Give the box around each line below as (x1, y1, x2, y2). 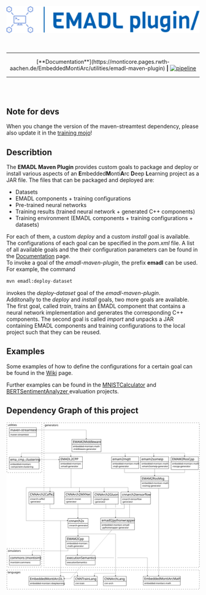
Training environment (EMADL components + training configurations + (15, 215, 193, 222)
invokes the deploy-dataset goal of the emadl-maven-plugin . (6, 290, 161, 297)
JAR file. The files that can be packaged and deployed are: (6, 176, 154, 184)
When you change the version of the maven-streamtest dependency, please (6, 123, 199, 130)
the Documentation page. (6, 253, 71, 260)
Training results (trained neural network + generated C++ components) (15, 208, 196, 215)
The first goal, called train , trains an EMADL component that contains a (6, 302, 186, 310)
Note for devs (6, 106, 59, 117)
